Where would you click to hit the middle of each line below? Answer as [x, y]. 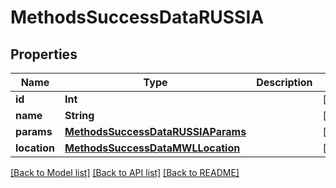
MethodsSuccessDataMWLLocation [152, 148]
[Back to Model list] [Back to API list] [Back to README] [125, 172]
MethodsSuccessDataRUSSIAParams [155, 131]
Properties [44, 54]
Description [284, 82]
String [79, 115]
